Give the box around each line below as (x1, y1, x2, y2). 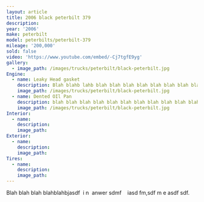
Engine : (6, 71, 26, 77)
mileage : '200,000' (6, 43, 56, 49)
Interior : (6, 110, 32, 116)
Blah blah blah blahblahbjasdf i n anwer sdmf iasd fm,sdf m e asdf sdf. (6, 189, 190, 196)
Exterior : (6, 133, 32, 140)
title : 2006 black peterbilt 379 (6, 15, 91, 21)
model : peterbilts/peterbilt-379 (6, 37, 91, 43)
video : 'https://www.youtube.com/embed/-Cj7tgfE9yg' (6, 54, 143, 60)
